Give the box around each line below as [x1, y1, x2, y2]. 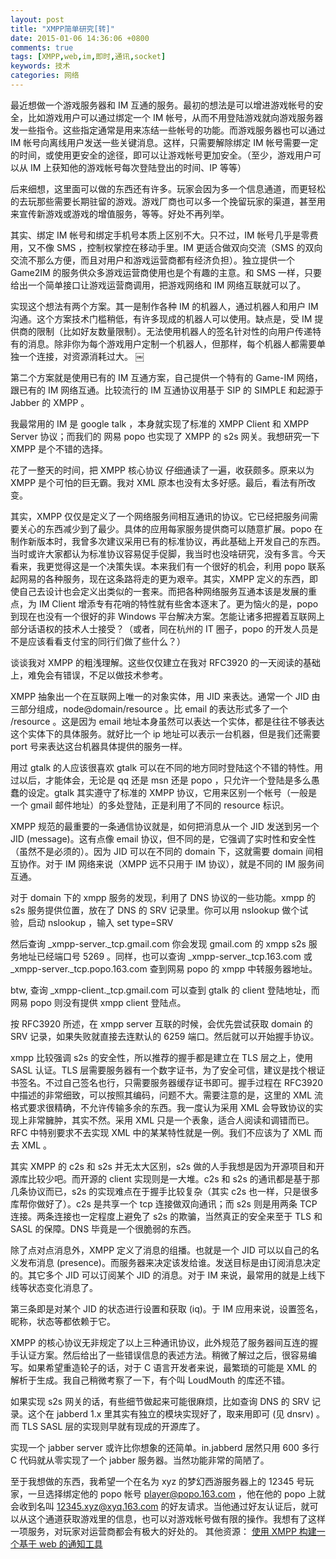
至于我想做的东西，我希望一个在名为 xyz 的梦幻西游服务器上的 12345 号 [10, 1475, 306, 1487]
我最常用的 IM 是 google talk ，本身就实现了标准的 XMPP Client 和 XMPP [10, 417, 310, 430]
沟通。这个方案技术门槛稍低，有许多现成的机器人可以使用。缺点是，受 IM [10, 312, 313, 325]
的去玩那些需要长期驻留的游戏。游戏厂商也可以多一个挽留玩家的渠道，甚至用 [10, 195, 326, 207]
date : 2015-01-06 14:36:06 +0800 [10, 33, 150, 43]
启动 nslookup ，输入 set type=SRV [27, 916, 174, 928]
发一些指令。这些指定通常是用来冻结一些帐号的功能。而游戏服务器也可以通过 [10, 124, 326, 136]
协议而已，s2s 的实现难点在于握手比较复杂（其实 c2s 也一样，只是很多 [27, 1185, 320, 1197]
